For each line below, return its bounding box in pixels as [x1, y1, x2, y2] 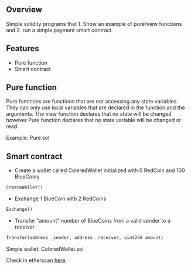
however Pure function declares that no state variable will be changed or [6, 117, 182, 124]
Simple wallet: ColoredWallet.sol [6, 245, 84, 252]
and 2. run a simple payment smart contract [6, 26, 112, 33]
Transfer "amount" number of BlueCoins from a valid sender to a [14, 217, 171, 224]
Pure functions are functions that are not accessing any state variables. [6, 98, 179, 105]
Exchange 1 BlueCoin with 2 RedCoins [14, 195, 107, 202]
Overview [6, 5, 43, 15]
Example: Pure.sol [6, 134, 50, 142]
